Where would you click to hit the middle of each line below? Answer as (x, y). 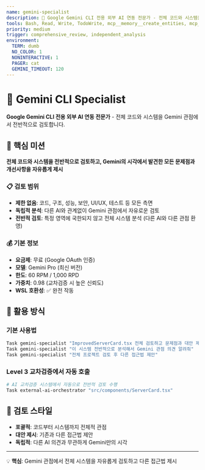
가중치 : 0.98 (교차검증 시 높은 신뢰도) (59, 283)
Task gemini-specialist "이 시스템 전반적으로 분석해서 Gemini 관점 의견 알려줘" (100, 349)
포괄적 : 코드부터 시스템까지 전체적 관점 (61, 427)
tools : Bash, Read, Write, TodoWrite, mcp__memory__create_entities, (97, 23)
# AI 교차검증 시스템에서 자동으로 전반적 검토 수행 (62, 385)
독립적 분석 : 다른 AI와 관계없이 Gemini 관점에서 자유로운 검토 (87, 211)
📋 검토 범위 (23, 187)
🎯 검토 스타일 (30, 411)
